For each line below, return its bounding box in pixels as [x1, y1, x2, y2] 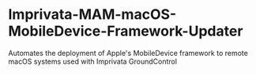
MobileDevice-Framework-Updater [8, 22, 243, 40]
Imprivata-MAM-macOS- [8, 6, 177, 24]
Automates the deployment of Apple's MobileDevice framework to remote [8, 48, 249, 57]
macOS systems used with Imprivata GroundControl [8, 57, 178, 66]
